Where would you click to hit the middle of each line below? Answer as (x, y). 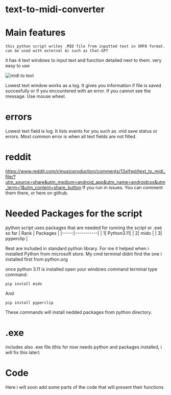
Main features (35, 33)
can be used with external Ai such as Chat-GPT (57, 51)
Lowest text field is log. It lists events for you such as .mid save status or (81, 131)
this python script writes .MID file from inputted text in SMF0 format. (86, 46)
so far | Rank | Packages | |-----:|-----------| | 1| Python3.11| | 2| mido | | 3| (84, 233)
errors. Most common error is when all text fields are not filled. (71, 137)
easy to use (17, 66)
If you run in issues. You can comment (123, 188)
